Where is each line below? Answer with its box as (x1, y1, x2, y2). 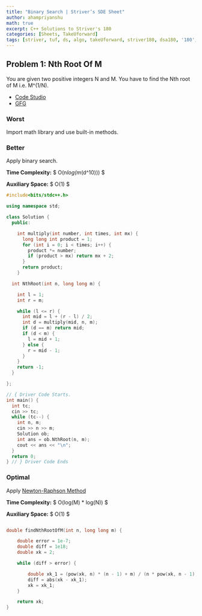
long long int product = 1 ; (22, 236, 93, 242)
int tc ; (11, 402, 31, 409)
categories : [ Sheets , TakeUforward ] (6, 31, 98, 37)
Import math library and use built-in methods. (6, 129, 118, 136)
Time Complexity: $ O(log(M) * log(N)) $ (6, 498, 108, 506)
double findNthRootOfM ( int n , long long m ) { (6, 527, 122, 533)
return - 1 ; (17, 364, 44, 370)
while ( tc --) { (11, 414, 50, 420)
